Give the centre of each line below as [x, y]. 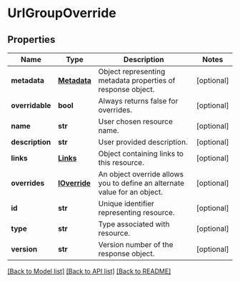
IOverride [75, 183]
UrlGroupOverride [62, 13]
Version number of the [136, 245]
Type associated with [134, 224]
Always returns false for [138, 101]
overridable [31, 105]
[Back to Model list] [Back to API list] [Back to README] [89, 271]
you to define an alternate [141, 183]
